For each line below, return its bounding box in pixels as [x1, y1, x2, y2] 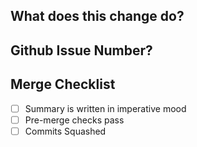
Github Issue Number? [10, 42, 153, 59]
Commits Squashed [24, 125, 107, 137]
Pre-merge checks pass [24, 114, 125, 126]
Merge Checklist [10, 76, 116, 93]
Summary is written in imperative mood [24, 102, 187, 114]
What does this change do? [10, 8, 185, 25]
